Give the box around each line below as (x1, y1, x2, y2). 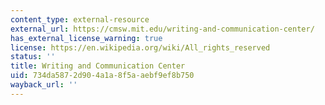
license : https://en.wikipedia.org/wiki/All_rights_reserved (10, 42, 271, 53)
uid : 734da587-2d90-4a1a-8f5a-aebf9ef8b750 (10, 71, 195, 81)
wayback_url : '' (10, 80, 78, 90)
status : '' (10, 52, 56, 62)
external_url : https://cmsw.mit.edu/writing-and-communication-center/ (10, 24, 315, 34)
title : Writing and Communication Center (10, 61, 186, 71)
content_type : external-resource (10, 14, 150, 25)
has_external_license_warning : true (10, 33, 163, 43)
